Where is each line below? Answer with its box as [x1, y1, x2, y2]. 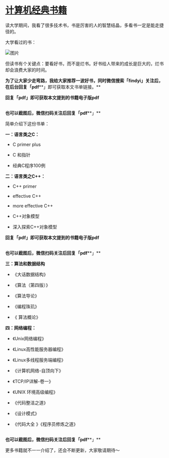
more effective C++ [12, 202, 53, 209]
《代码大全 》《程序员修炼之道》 [12, 421, 78, 427]
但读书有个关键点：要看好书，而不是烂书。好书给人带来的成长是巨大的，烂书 [5, 60, 164, 66]
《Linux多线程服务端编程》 [12, 357, 66, 363]
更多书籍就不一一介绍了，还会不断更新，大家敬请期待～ [5, 447, 120, 453]
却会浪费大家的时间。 [5, 66, 49, 73]
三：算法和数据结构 [5, 260, 45, 267]
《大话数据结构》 [12, 271, 48, 277]
